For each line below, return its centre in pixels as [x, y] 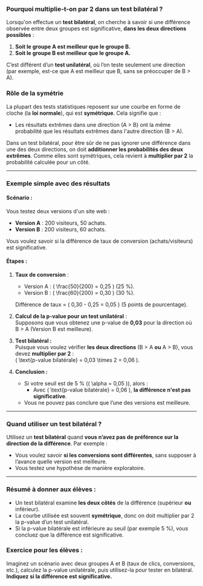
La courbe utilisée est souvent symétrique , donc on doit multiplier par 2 [105, 515]
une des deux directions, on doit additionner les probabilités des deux [95, 149]
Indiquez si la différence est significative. [59, 576]
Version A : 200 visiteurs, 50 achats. [61, 223]
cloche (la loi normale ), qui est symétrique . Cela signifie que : [84, 113]
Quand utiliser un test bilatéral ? [54, 423]
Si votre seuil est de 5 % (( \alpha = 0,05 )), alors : [86, 383]
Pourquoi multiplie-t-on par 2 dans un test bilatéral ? [85, 9]
